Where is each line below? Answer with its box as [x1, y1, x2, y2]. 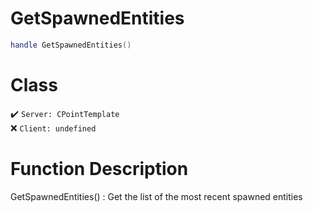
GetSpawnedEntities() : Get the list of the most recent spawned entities [10, 190, 303, 202]
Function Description [10, 157, 189, 180]
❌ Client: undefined [10, 122, 97, 134]
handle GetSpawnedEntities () [10, 40, 132, 50]
